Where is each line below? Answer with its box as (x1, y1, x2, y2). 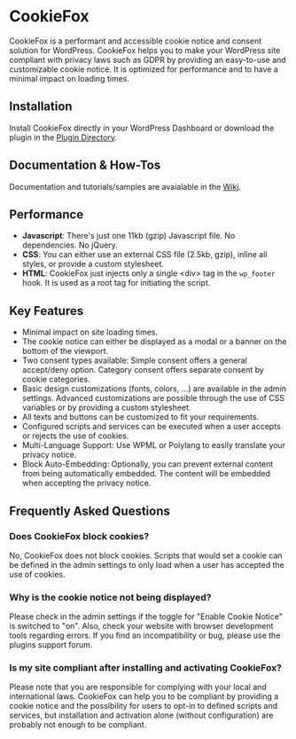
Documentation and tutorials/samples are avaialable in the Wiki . (9, 181, 242, 192)
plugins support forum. (9, 640, 93, 650)
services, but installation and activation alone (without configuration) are (9, 710, 274, 720)
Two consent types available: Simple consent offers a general (21, 355, 248, 366)
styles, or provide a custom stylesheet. (21, 259, 164, 270)
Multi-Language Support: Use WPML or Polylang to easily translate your (21, 440, 286, 451)
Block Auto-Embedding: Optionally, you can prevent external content (21, 459, 274, 469)
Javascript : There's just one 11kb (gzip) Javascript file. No (21, 231, 236, 241)
